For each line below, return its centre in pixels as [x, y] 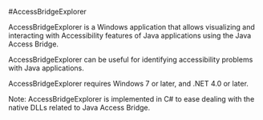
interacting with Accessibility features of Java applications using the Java [130, 36]
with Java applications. [46, 68]
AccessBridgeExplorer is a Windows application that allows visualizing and [131, 27]
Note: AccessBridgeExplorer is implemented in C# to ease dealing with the [131, 99]
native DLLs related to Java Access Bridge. [79, 108]
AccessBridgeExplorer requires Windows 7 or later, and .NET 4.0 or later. [128, 84]
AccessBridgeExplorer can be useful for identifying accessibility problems [131, 60]
